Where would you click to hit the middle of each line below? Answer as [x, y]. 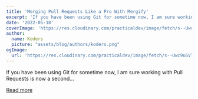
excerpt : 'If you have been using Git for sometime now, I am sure [91, 17]
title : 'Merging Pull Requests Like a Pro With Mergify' [77, 11]
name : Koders [27, 39]
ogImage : [17, 50]
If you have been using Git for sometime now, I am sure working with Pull [94, 72]
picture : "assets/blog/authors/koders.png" [65, 45]
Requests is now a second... [40, 78]
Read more [19, 90]
